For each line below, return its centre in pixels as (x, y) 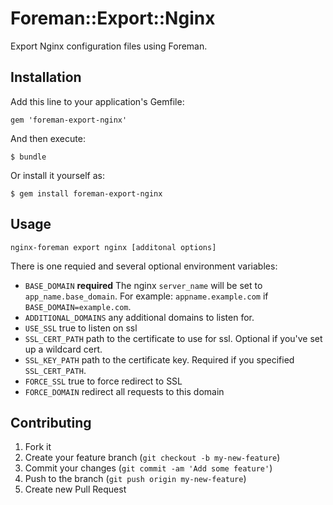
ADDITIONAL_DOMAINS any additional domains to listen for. (139, 317)
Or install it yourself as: (57, 175)
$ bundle (28, 157)
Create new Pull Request (75, 489)
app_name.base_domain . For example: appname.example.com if (146, 296)
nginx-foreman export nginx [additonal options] (113, 247)
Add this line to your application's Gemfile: (97, 101)
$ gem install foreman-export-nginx (86, 193)
